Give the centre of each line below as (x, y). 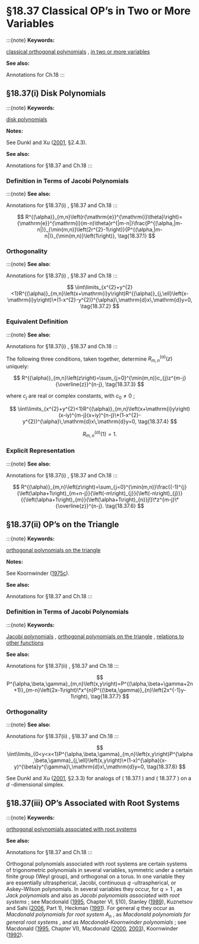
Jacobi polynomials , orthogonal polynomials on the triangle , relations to (95, 636)
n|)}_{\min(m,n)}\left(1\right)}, (80, 236)
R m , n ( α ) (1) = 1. (100, 434)
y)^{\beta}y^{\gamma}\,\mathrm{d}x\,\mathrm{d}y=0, (80, 767)
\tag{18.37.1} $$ (137, 236)
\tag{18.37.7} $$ (110, 696)
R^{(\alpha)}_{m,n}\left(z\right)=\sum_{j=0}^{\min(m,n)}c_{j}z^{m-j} (104, 378)
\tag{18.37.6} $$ (124, 506)
